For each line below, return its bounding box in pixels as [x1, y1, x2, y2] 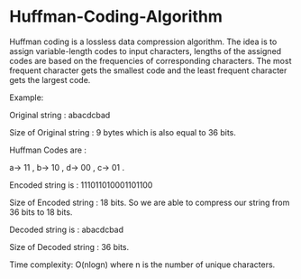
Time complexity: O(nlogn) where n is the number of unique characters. [9, 259, 276, 270]
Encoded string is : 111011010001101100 [9, 179, 153, 191]
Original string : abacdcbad [9, 109, 111, 120]
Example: [9, 92, 44, 103]
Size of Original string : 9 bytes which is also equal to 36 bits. [9, 126, 237, 137]
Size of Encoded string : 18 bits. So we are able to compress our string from [9, 197, 290, 208]
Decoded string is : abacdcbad [9, 224, 124, 235]
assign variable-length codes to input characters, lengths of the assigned [9, 45, 282, 56]
